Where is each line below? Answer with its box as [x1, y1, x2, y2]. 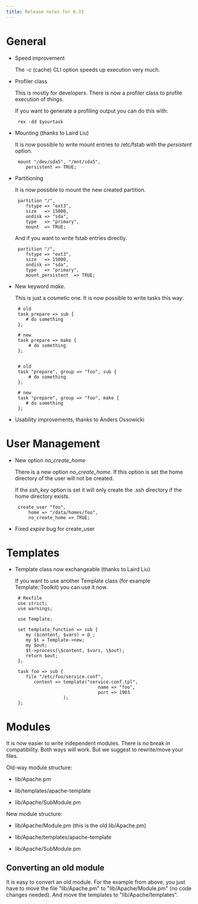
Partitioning [14, 174, 44, 181]
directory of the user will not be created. [14, 474, 115, 482]
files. [6, 753, 18, 760]
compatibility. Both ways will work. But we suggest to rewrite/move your [6, 746, 184, 753]
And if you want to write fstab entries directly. [14, 234, 127, 241]
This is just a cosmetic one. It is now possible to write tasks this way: [14, 294, 184, 301]
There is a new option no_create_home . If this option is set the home [14, 468, 184, 475]
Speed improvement [14, 54, 65, 62]
